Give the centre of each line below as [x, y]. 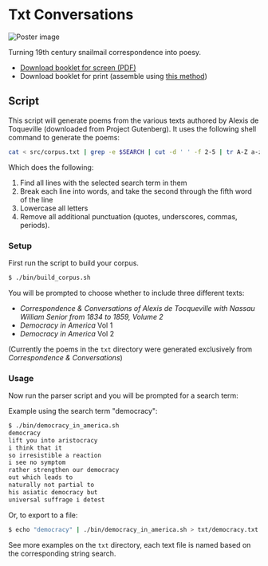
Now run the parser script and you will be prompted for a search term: [124, 395]
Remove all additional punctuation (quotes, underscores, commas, [128, 216]
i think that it [35, 448]
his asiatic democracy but [53, 492]
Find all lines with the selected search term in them [103, 183]
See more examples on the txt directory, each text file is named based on [130, 544]
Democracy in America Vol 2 [67, 333]
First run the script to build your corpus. [74, 263]
